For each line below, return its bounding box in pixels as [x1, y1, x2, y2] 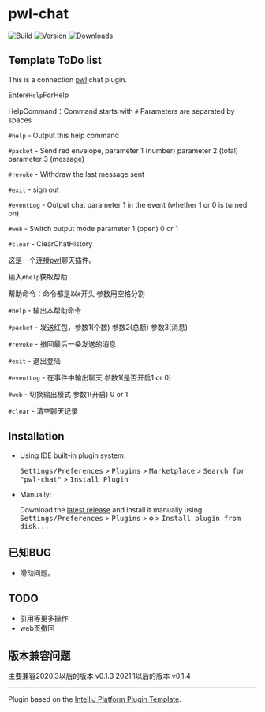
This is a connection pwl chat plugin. [8, 74, 128, 84]
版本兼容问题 [8, 649, 71, 662]
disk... [19, 522, 50, 530]
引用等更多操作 [19, 613, 69, 624]
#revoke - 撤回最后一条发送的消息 [8, 339, 117, 348]
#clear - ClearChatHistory [8, 238, 93, 249]
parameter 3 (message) [8, 154, 85, 163]
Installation [8, 429, 65, 443]
